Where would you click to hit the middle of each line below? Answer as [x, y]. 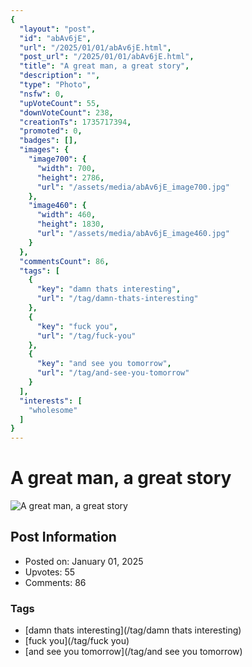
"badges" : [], [48, 141]
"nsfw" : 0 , [42, 94]
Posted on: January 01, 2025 [84, 561]
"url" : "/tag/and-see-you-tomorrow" [113, 373]
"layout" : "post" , [58, 29]
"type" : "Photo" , [55, 85]
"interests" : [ [51, 401]
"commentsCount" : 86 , [64, 261]
